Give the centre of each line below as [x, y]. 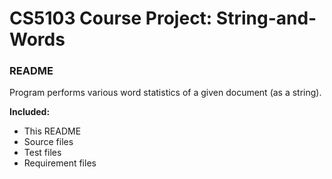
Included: [30, 112]
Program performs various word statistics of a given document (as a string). [165, 93]
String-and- [266, 18]
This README [52, 131]
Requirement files [60, 163]
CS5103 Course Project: [111, 18]
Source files [48, 142]
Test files [42, 153]
